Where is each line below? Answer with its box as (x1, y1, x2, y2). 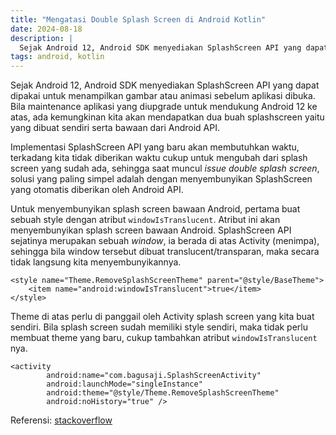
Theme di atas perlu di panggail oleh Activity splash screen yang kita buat (10, 311, 315, 323)
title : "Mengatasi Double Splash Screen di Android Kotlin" (10, 14, 267, 25)
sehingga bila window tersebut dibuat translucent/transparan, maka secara (10, 246, 320, 258)
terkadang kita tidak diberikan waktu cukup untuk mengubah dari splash (10, 152, 308, 164)
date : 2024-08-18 (10, 24, 83, 34)
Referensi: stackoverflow (10, 414, 113, 426)
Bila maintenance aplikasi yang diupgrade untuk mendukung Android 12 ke (10, 101, 318, 113)
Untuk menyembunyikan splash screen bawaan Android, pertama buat (10, 203, 301, 215)
